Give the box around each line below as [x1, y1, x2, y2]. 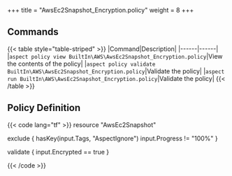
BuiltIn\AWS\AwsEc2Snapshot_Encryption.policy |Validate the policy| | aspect [7, 66, 225, 75]
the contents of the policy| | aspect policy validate [7, 59, 156, 68]
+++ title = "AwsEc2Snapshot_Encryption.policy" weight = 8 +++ [7, 6, 194, 14]
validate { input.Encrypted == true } [7, 147, 110, 156]
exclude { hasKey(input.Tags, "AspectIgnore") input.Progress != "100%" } [7, 134, 218, 142]
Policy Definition [7, 102, 81, 114]
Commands [7, 26, 59, 38]
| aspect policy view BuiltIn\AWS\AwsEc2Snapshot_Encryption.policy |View [7, 52, 223, 60]
